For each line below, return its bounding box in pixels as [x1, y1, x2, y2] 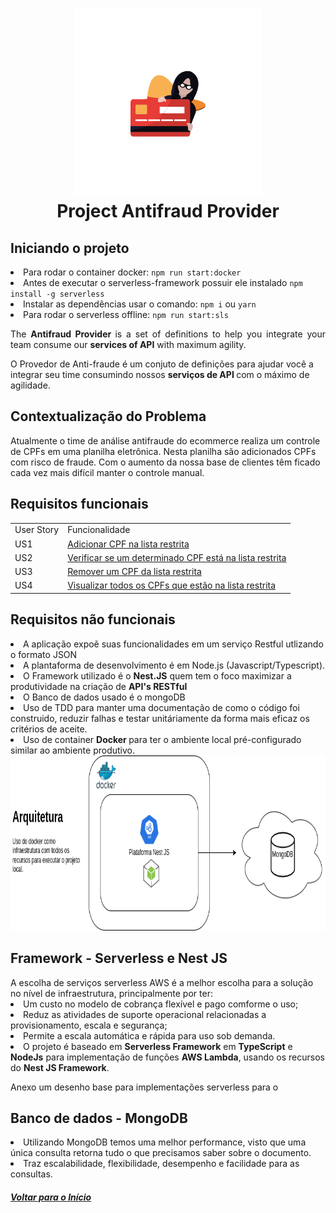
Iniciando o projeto [10, 239, 130, 257]
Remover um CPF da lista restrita [67, 566, 202, 578]
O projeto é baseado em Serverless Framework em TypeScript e [23, 1040, 293, 1052]
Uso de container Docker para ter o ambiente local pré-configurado [23, 733, 302, 745]
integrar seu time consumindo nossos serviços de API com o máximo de [10, 369, 310, 380]
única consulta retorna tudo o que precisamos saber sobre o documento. [10, 1147, 312, 1159]
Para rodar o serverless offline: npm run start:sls [23, 309, 229, 320]
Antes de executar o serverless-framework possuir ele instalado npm [23, 277, 303, 288]
